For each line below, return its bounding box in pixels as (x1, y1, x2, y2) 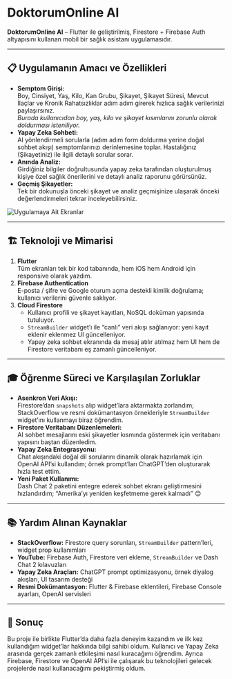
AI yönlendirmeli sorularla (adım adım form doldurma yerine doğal (17, 135, 204, 144)
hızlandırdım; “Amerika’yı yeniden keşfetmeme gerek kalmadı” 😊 (17, 489, 202, 498)
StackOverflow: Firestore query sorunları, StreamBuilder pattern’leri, (17, 539, 213, 547)
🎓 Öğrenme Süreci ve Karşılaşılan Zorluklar (7, 372, 201, 384)
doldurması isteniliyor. (17, 121, 81, 129)
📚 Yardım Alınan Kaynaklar (7, 517, 128, 528)
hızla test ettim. (17, 468, 61, 476)
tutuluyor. (27, 316, 55, 324)
